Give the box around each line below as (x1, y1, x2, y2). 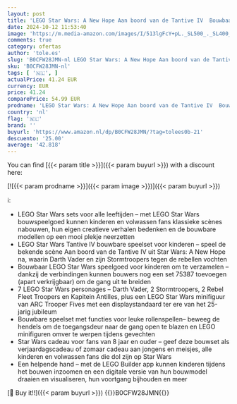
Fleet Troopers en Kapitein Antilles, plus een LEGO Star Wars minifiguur (17, 293, 226, 301)
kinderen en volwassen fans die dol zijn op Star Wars (17, 353, 172, 361)
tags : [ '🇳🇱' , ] (7, 69, 59, 76)
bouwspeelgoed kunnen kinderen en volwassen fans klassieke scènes (17, 218, 222, 226)
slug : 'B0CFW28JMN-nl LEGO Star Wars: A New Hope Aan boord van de (7, 56, 210, 63)
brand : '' (7, 121, 37, 129)
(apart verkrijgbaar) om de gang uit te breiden (17, 278, 152, 286)
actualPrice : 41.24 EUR (7, 75, 78, 83)
